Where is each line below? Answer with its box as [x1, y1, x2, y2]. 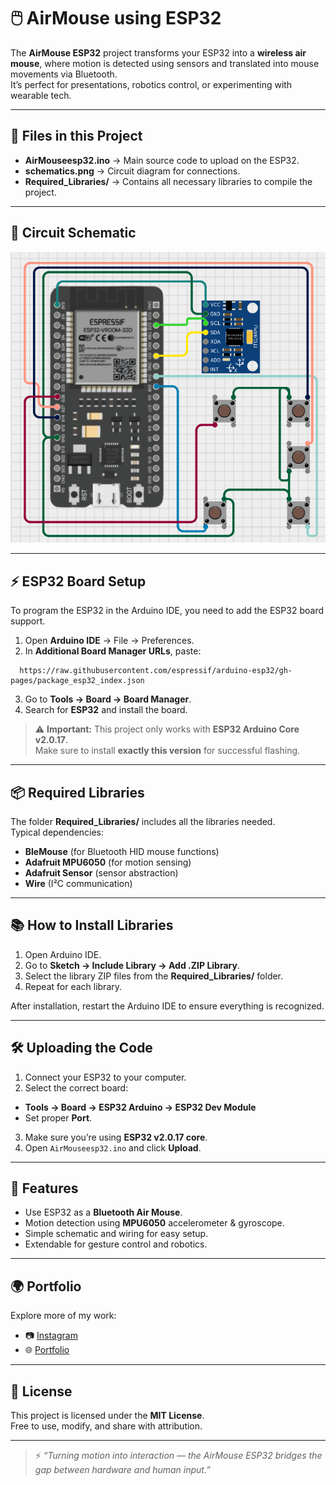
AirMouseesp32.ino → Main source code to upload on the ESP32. [24, 154, 300, 166]
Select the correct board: [24, 1081, 129, 1094]
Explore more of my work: [10, 1310, 117, 1322]
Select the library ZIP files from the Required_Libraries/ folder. [24, 970, 284, 982]
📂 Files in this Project [10, 128, 143, 145]
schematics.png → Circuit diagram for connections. [24, 165, 241, 177]
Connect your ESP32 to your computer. [24, 1071, 187, 1083]
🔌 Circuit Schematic [10, 225, 137, 242]
